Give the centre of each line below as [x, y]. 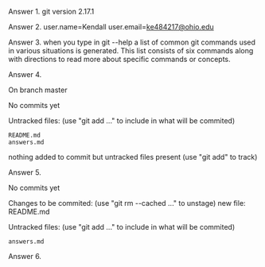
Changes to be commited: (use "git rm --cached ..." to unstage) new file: [127, 203]
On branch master [38, 90]
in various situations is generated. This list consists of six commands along [131, 50]
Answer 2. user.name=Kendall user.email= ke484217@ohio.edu [111, 27]
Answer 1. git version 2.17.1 [51, 12]
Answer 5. [25, 172]
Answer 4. [25, 74]
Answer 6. [25, 256]
